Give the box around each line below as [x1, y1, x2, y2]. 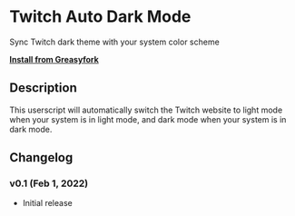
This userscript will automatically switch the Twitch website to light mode [9, 104, 283, 115]
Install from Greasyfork [9, 54, 100, 64]
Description [9, 80, 77, 96]
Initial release [22, 198, 73, 209]
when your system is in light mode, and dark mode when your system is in [9, 113, 287, 124]
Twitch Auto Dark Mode [9, 6, 192, 27]
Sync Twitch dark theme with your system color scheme [9, 36, 220, 47]
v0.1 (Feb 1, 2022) [9, 177, 89, 190]
